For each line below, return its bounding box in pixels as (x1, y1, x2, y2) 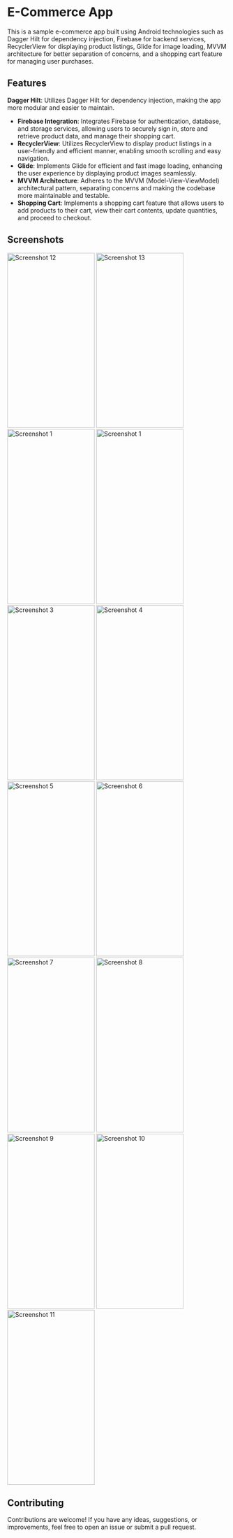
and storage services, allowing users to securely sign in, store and (17, 124, 208, 133)
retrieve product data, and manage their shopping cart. (17, 131, 176, 140)
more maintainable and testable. (17, 191, 110, 199)
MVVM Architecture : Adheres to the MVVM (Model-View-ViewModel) (17, 176, 220, 185)
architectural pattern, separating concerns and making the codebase (17, 183, 216, 192)
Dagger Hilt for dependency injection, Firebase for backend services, (7, 34, 206, 43)
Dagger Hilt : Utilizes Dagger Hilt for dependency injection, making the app (7, 96, 221, 104)
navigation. (17, 154, 50, 162)
